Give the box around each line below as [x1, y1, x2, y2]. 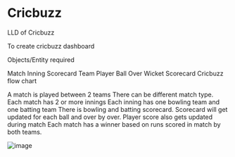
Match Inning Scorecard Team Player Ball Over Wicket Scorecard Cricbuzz [7, 69, 224, 77]
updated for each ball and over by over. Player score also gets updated [7, 113, 213, 121]
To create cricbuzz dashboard [7, 42, 95, 50]
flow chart [7, 76, 37, 85]
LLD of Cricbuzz [7, 28, 55, 37]
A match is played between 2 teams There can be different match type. [7, 90, 214, 99]
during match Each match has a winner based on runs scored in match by [7, 120, 221, 128]
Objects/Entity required [7, 55, 75, 64]
